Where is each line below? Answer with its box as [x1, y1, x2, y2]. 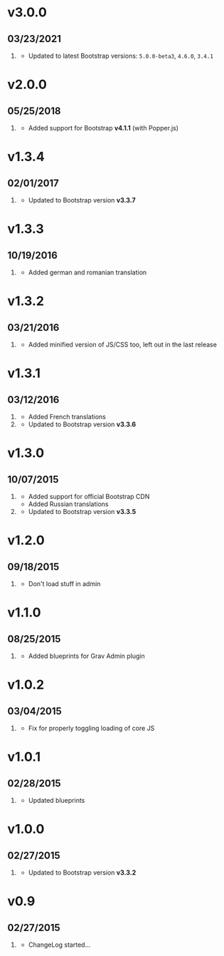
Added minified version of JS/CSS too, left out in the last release [28, 340, 217, 349]
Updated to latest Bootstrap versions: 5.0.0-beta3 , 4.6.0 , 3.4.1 [28, 51, 213, 60]
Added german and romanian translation [28, 268, 147, 277]
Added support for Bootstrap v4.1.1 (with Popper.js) [28, 124, 179, 132]
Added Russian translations [28, 500, 109, 508]
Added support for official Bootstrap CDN [28, 493, 150, 500]
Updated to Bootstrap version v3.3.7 [28, 196, 137, 204]
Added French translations [28, 413, 107, 421]
